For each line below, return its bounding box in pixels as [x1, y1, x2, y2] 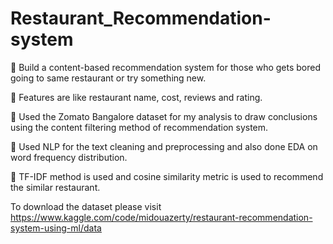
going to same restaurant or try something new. [10, 72, 207, 84]
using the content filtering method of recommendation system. [10, 121, 269, 133]
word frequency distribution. [10, 151, 128, 163]
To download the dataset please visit [10, 200, 162, 212]
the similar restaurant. [10, 181, 101, 193]
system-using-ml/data [10, 222, 102, 234]
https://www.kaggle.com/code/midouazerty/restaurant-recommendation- [10, 211, 313, 223]
